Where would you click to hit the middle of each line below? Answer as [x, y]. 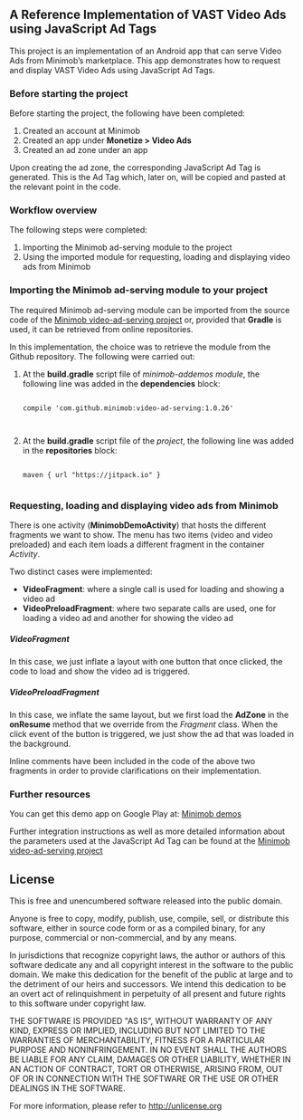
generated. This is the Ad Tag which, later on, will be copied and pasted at [148, 177]
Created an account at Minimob [81, 131]
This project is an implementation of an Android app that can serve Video [146, 51]
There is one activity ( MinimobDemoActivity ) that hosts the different [138, 525]
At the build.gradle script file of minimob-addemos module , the [141, 374]
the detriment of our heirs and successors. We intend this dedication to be [148, 984]
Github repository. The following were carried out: [102, 356]
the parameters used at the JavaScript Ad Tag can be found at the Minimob [150, 841]
